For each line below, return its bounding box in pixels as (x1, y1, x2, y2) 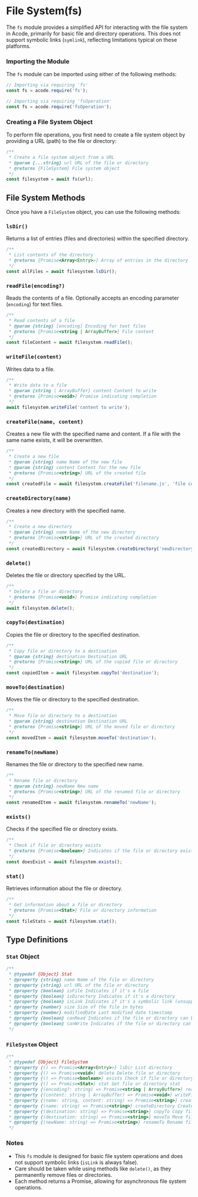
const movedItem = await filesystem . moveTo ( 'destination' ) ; (6, 734, 157, 741)
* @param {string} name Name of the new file (8, 459, 123, 465)
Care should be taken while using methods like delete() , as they (14, 1165, 171, 1172)
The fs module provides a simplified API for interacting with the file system (6, 24, 188, 31)
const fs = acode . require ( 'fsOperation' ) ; (6, 103, 112, 110)
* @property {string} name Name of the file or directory (8, 977, 154, 983)
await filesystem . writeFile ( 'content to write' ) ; (6, 404, 131, 410)
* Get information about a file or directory (8, 902, 123, 907)
